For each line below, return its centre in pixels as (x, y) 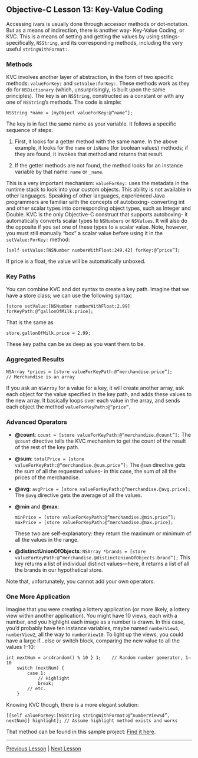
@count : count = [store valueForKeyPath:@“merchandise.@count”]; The (103, 435)
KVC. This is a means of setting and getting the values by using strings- (93, 36)
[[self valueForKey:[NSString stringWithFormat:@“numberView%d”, (88, 716)
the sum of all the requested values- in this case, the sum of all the (95, 471)
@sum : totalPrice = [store (49, 459)
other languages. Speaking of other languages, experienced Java (85, 196)
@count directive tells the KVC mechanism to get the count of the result (100, 441)
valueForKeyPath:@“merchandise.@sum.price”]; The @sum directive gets (100, 465)
